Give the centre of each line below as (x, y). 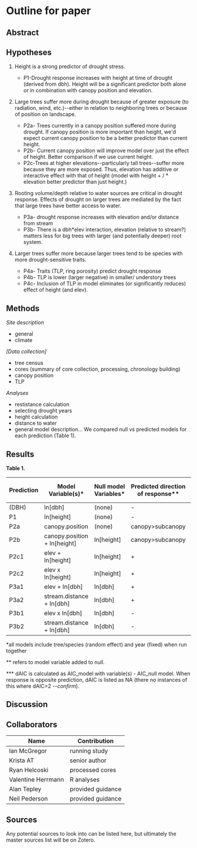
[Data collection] (26, 351)
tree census (29, 363)
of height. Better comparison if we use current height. (88, 157)
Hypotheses (29, 52)
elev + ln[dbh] (63, 587)
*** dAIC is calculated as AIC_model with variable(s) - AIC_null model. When (98, 673)
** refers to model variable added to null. (55, 662)
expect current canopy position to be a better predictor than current (105, 138)
